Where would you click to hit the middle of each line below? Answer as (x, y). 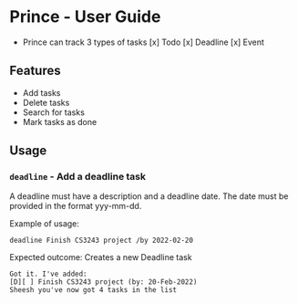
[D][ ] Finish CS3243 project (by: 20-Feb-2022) (103, 282)
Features (35, 71)
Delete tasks (46, 102)
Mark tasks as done (60, 121)
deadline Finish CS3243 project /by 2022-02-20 (102, 241)
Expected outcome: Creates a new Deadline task (101, 257)
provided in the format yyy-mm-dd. (76, 206)
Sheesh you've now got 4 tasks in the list (93, 290)
